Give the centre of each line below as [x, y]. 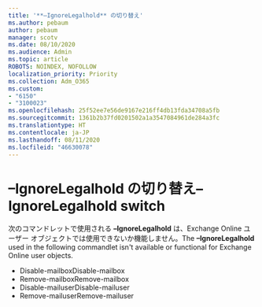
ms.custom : [26, 89]
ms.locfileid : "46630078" [50, 147]
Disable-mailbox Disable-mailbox [72, 271]
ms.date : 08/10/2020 [42, 45]
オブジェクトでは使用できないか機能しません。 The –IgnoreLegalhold [142, 239]
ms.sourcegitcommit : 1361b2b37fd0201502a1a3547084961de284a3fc [114, 118]
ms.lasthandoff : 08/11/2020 [54, 140]
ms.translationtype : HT [47, 125]
